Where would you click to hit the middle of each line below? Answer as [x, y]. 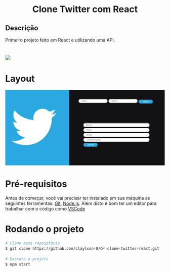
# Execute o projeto [27, 259]
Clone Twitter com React [85, 9]
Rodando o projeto [45, 229]
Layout [20, 79]
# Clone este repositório [32, 243]
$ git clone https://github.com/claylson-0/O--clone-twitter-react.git [82, 248]
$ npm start [18, 264]
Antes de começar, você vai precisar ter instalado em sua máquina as [78, 198]
